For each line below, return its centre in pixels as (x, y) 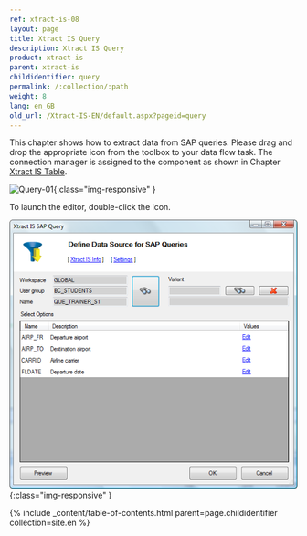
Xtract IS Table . (38, 172)
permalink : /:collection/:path (69, 87)
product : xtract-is (47, 58)
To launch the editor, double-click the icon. (90, 207)
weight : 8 (28, 96)
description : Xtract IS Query (67, 48)
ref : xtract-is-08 (44, 19)
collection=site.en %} (50, 522)
